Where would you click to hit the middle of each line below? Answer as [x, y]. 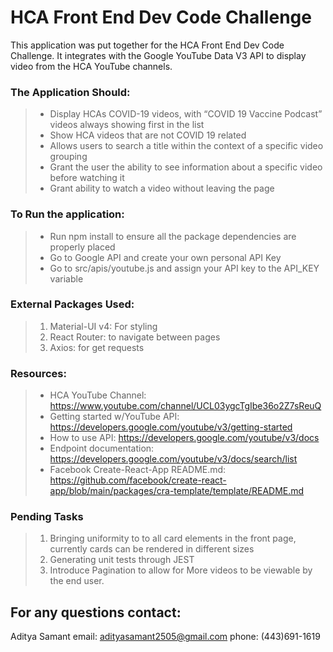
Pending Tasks [47, 517]
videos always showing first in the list [127, 125]
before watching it [87, 178]
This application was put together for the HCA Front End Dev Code [147, 45]
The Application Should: [70, 92]
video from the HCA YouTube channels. [91, 66]
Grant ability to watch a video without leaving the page [162, 188]
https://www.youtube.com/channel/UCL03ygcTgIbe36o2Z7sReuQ [185, 406]
